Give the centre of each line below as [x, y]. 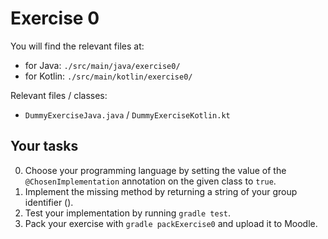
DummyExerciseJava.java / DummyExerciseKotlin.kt [127, 114]
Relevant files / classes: [59, 95]
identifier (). [49, 202]
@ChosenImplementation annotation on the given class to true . [150, 181]
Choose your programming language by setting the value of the [155, 170]
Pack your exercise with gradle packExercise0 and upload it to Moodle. [171, 223]
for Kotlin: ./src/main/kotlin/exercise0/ [108, 76]
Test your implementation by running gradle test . [128, 213]
